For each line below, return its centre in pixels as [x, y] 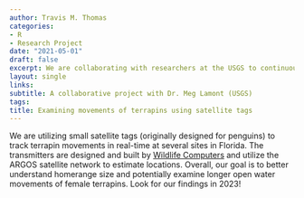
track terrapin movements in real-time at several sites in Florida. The [137, 146]
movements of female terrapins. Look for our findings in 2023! [125, 184]
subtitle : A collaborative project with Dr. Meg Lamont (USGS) [131, 93]
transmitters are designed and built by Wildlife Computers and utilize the [144, 156]
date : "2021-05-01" [46, 52]
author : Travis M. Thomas [58, 18]
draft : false [34, 60]
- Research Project [46, 43]
